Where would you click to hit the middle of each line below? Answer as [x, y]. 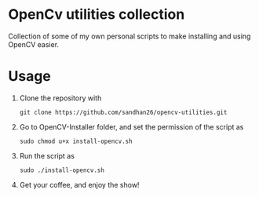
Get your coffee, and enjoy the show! [79, 184]
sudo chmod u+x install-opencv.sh [76, 141]
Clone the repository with [60, 98]
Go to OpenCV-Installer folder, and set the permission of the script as [131, 126]
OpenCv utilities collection [97, 15]
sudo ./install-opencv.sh [62, 170]
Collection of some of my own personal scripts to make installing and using [129, 36]
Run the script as [47, 155]
